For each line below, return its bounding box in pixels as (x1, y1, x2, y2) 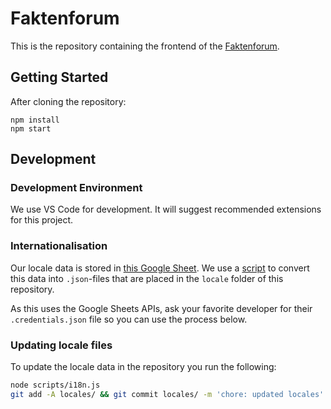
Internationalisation (10, 239, 108, 253)
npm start (10, 123, 52, 134)
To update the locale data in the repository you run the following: (10, 361, 277, 373)
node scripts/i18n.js (10, 380, 101, 391)
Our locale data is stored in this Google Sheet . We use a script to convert (10, 262, 310, 274)
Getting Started (10, 69, 109, 86)
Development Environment (10, 181, 143, 195)
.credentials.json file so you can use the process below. (10, 313, 248, 325)
